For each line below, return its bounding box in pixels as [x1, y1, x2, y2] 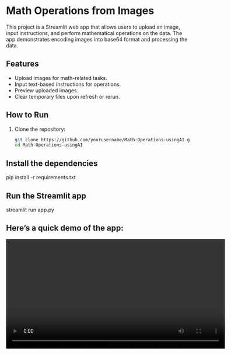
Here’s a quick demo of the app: [6, 223, 124, 233]
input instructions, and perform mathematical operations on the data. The [6, 29, 183, 36]
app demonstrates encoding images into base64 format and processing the [6, 36, 188, 43]
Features [6, 59, 39, 69]
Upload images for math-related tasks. [14, 74, 108, 81]
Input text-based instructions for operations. [14, 81, 121, 88]
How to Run [6, 110, 49, 120]
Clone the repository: [14, 126, 66, 133]
